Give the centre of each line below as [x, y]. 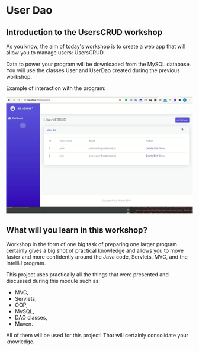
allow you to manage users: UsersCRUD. [56, 53]
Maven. [24, 324]
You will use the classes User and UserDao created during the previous [93, 70]
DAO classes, [31, 318]
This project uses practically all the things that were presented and [87, 275]
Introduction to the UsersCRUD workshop [84, 32]
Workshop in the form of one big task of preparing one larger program [92, 244]
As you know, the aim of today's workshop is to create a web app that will [96, 46]
